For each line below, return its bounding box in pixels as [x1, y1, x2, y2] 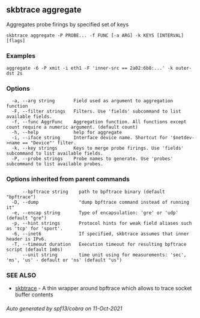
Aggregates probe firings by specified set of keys [6, 20, 129, 28]
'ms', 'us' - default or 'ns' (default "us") [6, 257, 122, 263]
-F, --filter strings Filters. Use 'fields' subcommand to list [11, 108, 181, 115]
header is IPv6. [6, 236, 47, 242]
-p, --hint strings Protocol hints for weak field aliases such [11, 220, 192, 226]
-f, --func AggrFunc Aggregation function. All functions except [11, 119, 187, 125]
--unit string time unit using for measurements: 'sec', [22, 252, 187, 258]
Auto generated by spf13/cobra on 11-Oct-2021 [6, 305, 123, 312]
